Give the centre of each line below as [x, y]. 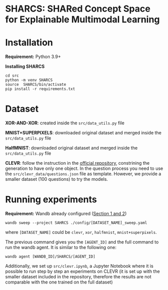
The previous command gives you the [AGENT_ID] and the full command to [82, 242]
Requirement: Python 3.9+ [33, 57]
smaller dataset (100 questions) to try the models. [57, 179]
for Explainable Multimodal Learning [82, 19]
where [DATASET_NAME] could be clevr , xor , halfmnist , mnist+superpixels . [81, 232]
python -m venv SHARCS [29, 80]
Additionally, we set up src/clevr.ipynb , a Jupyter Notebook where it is [79, 266]
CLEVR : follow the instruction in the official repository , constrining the [77, 163]
